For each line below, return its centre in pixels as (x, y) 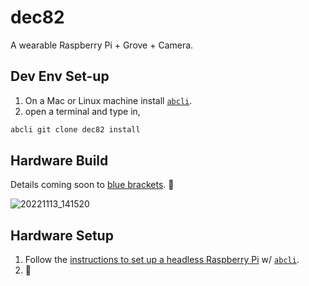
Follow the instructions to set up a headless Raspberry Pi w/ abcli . (162, 260)
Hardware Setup (62, 235)
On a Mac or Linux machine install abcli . (108, 100)
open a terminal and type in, (82, 111)
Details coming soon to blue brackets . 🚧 (92, 185)
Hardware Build (59, 161)
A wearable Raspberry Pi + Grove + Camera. (102, 45)
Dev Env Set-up (60, 76)
